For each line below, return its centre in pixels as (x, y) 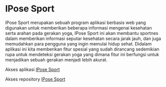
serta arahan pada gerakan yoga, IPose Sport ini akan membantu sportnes (82, 33)
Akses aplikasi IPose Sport (32, 69)
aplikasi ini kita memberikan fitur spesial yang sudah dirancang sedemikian (82, 49)
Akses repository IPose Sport (35, 79)
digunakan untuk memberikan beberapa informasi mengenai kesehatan (78, 27)
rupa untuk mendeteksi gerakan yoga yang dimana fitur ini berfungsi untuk (82, 54)
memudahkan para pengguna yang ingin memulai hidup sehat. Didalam (78, 43)
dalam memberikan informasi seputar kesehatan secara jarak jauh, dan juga (83, 38)
